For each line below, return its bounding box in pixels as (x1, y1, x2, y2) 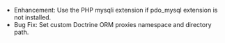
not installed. (13, 13, 52, 21)
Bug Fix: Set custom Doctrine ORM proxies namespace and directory (13, 21, 212, 28)
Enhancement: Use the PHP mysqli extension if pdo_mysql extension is (13, 6, 218, 14)
